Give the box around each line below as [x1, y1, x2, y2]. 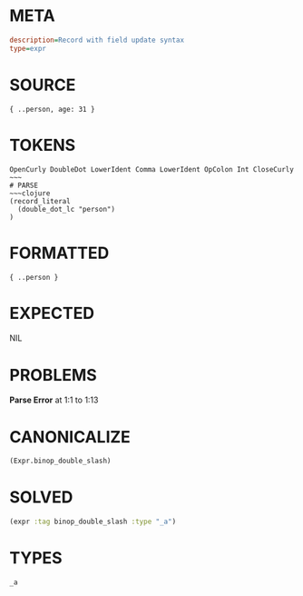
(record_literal [9, 196, 71, 205]
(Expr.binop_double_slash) [9, 456, 112, 466]
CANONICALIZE [9, 426, 132, 447]
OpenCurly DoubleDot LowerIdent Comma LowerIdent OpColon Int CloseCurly [9, 164, 295, 174]
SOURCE [9, 74, 76, 95]
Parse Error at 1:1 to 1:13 [9, 394, 99, 405]
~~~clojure [9, 188, 51, 198]
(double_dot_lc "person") [17, 204, 116, 214]
